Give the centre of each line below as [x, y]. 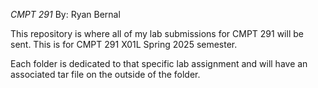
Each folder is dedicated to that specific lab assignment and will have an [159, 63]
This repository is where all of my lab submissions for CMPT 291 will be [157, 33]
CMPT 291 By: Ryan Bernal [65, 14]
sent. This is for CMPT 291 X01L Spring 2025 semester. [124, 44]
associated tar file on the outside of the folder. [105, 74]
